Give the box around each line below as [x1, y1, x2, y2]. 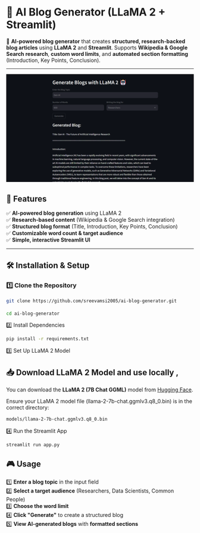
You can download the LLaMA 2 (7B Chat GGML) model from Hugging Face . [6, 386, 193, 393]
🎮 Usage [6, 459, 41, 469]
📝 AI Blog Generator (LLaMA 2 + [6, 5, 165, 19]
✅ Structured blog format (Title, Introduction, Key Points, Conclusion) [6, 223, 178, 230]
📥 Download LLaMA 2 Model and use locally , [6, 367, 179, 377]
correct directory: [6, 404, 49, 411]
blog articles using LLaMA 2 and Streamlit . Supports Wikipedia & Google [6, 44, 188, 51]
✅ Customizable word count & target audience [6, 230, 123, 237]
